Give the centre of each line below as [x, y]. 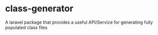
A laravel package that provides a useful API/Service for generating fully [79, 22]
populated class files [26, 27]
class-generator [39, 9]
